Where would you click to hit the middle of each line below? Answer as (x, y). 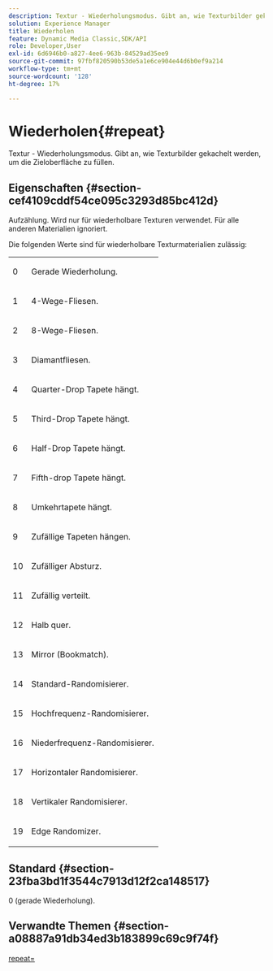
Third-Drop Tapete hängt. (80, 419)
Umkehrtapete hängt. (71, 507)
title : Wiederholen (41, 31)
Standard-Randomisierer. (80, 684)
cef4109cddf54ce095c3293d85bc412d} (114, 200)
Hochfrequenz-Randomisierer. (90, 713)
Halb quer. (51, 625)
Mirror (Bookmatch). (70, 655)
